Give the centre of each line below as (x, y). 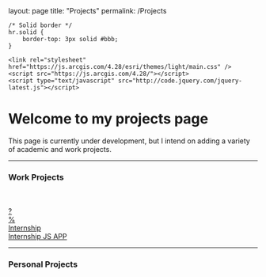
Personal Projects (43, 264)
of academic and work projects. (60, 149)
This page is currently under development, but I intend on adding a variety (129, 141)
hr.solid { (26, 32)
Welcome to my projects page (108, 119)
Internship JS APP (38, 237)
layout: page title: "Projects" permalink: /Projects (87, 11)
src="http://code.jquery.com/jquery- (180, 81)
